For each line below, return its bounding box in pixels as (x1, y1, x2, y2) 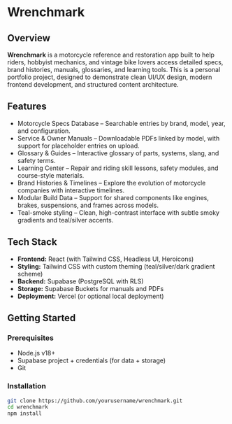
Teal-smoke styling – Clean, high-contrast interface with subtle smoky (17, 208, 220, 217)
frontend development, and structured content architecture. (7, 80, 180, 88)
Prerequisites (7, 333, 54, 343)
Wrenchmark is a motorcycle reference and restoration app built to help (7, 50, 215, 59)
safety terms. (17, 156, 56, 164)
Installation (7, 381, 47, 391)
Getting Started (7, 312, 76, 324)
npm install (7, 410, 42, 417)
